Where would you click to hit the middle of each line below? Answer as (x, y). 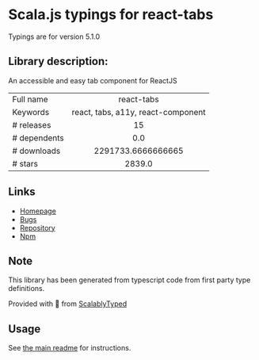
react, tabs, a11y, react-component (139, 112)
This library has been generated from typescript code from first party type (129, 280)
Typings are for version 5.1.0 (54, 36)
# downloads (36, 151)
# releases (32, 124)
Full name (30, 99)
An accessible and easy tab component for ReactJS (93, 80)
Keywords (31, 112)
